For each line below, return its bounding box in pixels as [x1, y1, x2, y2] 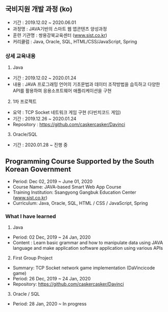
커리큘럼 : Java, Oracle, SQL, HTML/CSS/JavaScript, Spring [12, 38, 137, 44]
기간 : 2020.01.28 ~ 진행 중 [12, 142, 68, 148]
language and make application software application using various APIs [12, 245, 163, 251]
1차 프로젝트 [12, 98, 37, 105]
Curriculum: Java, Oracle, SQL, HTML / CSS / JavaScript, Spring [12, 200, 148, 206]
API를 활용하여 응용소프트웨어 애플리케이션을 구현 [12, 88, 112, 94]
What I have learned [5, 213, 56, 220]
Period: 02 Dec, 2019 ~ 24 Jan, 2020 [12, 234, 91, 241]
